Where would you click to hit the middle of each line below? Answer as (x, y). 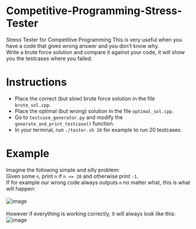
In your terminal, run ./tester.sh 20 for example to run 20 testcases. (98, 130)
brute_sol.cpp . (33, 105)
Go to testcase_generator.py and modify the (69, 117)
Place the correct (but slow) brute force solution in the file (85, 98)
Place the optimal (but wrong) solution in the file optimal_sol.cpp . (94, 111)
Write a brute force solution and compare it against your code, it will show (96, 52)
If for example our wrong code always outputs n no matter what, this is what (98, 182)
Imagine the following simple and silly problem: (63, 170)
